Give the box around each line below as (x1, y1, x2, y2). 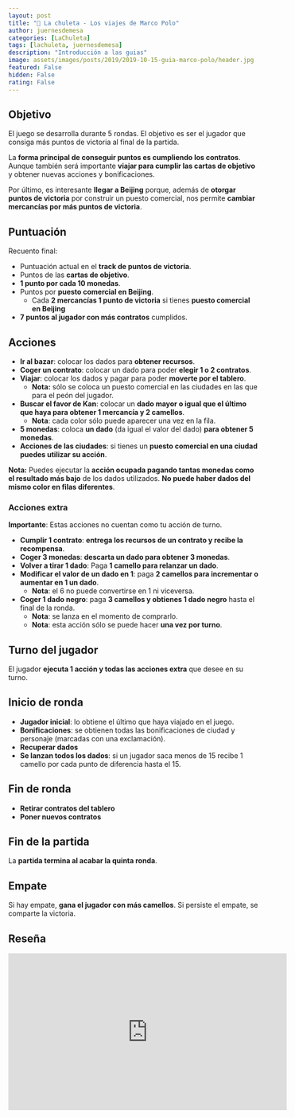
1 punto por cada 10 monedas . (19, 279, 121, 288)
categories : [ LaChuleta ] (8, 33, 91, 42)
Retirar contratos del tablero (19, 803, 115, 813)
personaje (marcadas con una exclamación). (19, 733, 165, 743)
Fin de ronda (8, 782, 72, 796)
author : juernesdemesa (8, 26, 83, 34)
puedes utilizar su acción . (19, 449, 107, 459)
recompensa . (19, 544, 65, 553)
